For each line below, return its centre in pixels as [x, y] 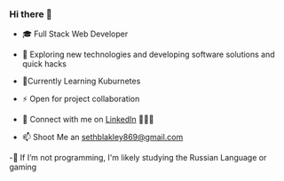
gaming [23, 167]
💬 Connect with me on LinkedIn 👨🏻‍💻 [88, 120]
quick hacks [44, 64]
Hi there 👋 [31, 14]
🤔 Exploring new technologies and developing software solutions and [148, 55]
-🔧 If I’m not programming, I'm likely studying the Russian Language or [138, 158]
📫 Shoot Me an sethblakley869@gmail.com [103, 138]
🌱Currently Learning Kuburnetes [81, 81]
